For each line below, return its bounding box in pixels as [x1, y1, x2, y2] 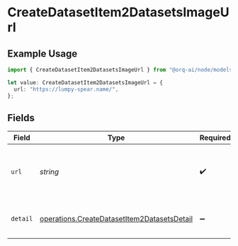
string [40, 167, 59, 177]
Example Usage [7, 47, 78, 60]
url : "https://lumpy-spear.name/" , [13, 86, 119, 93]
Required [199, 133, 232, 142]
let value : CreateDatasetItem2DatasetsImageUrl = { [7, 79, 163, 86]
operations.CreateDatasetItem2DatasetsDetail [40, 214, 193, 224]
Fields [7, 111, 35, 124]
